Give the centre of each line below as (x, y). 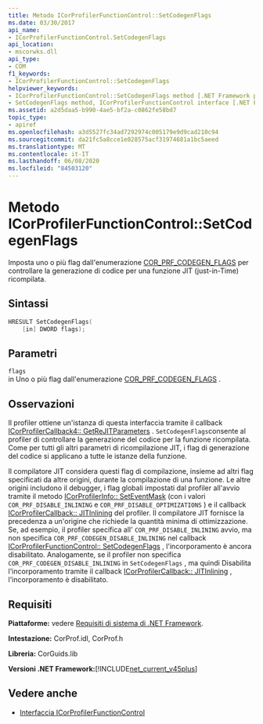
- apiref (22, 125)
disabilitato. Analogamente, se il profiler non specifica (95, 555)
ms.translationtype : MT (47, 147)
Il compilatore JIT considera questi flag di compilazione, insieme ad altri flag (131, 471)
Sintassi (28, 304)
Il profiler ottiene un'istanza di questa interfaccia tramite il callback (115, 423)
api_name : (24, 30)
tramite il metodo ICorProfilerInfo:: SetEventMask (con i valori (107, 497)
